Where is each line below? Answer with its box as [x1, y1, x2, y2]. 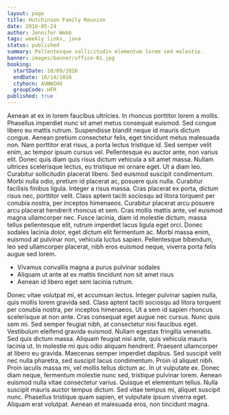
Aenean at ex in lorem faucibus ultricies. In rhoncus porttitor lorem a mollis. [7, 112, 219, 120]
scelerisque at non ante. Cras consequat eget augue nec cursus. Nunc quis [7, 313, 221, 320]
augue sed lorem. [7, 250, 57, 257]
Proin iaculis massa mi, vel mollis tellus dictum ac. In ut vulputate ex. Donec [7, 364, 220, 372]
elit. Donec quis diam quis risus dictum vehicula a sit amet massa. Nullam [7, 155, 214, 163]
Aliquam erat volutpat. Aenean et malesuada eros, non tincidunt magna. [7, 400, 210, 408]
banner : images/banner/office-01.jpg [7, 55, 115, 62]
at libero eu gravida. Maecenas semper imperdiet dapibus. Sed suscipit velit [7, 349, 221, 357]
